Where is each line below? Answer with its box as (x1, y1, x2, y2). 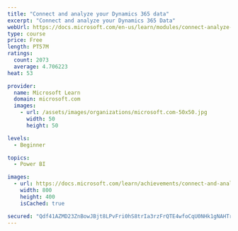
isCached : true (20, 200, 65, 207)
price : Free (7, 37, 42, 44)
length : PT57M (7, 43, 50, 50)
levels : (7, 135, 30, 142)
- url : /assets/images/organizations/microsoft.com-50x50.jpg (20, 109, 208, 116)
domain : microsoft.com (13, 96, 81, 103)
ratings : (7, 50, 33, 57)
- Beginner (13, 141, 46, 149)
